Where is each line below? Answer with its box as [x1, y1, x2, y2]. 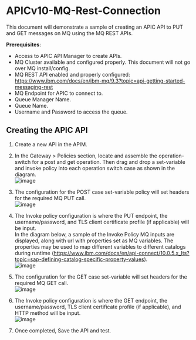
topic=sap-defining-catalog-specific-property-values [14, 256, 144, 263]
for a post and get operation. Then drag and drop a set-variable [32, 158, 186, 165]
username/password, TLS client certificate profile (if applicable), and [14, 303, 181, 310]
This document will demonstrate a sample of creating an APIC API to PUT [6, 23, 184, 30]
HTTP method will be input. [14, 309, 81, 317]
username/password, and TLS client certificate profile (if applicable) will [14, 218, 190, 225]
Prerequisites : [6, 41, 41, 48]
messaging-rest [14, 83, 53, 90]
